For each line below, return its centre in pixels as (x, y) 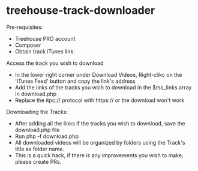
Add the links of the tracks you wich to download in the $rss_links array (103, 87)
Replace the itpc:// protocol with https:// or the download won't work (100, 100)
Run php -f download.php (47, 136)
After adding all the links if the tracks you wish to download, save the (100, 123)
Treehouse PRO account (45, 38)
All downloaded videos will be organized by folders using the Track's (100, 142)
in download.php (36, 94)
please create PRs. (38, 161)
